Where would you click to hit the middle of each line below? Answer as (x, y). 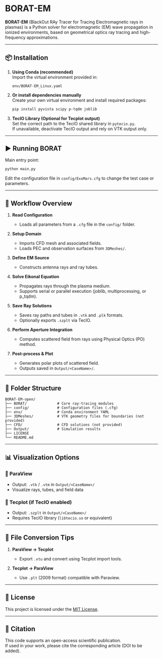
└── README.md (19, 438)
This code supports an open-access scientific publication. (63, 641)
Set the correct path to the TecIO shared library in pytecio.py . (74, 123)
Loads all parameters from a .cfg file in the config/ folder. (77, 224)
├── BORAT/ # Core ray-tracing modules (59, 404)
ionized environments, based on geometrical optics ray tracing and (72, 32)
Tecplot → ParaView (33, 568)
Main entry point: (22, 160)
